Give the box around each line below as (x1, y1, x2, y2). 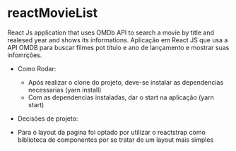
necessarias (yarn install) (28, 85, 102, 94)
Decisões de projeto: (17, 114, 78, 123)
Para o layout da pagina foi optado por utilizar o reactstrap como (17, 128, 206, 136)
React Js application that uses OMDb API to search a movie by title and (7, 28, 214, 37)
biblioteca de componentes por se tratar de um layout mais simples (17, 135, 214, 144)
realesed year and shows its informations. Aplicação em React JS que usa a (7, 35, 228, 44)
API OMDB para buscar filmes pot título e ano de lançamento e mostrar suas (7, 43, 230, 52)
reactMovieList (7, 5, 98, 21)
